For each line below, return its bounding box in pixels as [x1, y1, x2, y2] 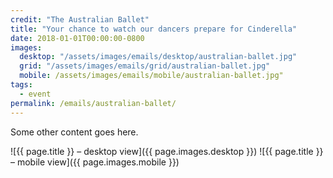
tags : [10, 80, 33, 90]
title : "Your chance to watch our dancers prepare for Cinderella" [10, 24, 298, 34]
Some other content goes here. [10, 126, 139, 138]
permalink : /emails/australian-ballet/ [10, 98, 177, 108]
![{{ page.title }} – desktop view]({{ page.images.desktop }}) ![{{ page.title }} [10, 145, 324, 157]
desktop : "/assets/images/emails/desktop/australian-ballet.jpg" [19, 52, 298, 62]
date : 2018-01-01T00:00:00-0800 [10, 33, 145, 43]
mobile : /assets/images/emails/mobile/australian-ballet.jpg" [19, 71, 284, 81]
